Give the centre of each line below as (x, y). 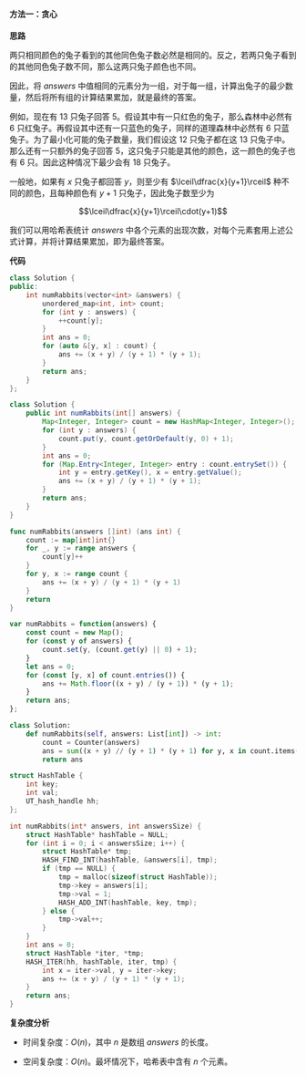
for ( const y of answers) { (79, 641)
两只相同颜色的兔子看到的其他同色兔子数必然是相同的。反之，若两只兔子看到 (153, 56)
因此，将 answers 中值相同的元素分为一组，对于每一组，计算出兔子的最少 (148, 86)
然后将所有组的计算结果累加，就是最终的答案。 (113, 98)
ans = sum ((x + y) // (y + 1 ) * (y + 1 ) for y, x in (144, 751)
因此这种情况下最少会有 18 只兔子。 (109, 162)
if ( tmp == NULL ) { (79, 869)
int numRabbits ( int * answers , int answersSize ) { (106, 826)
